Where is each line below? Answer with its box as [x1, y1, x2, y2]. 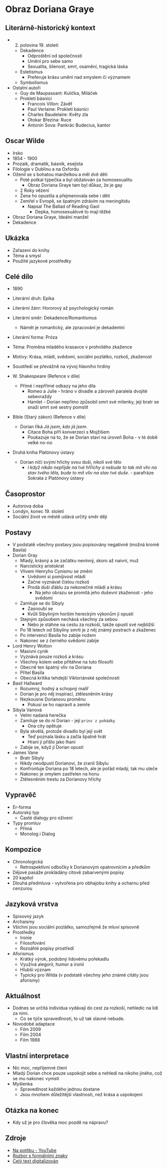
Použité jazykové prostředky [12, 257, 72, 264]
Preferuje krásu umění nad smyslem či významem [27, 74, 130, 80]
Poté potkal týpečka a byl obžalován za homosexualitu [20, 177, 133, 183]
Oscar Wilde [5, 137, 45, 145]
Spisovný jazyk [12, 913, 44, 919]
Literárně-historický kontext [5, 24, 96, 32]
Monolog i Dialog [20, 831, 55, 837]
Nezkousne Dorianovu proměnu [20, 696, 86, 702]
